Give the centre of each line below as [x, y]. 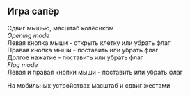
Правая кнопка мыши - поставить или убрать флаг [83, 50]
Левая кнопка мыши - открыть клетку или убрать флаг [89, 42]
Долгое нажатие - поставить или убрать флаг [76, 57]
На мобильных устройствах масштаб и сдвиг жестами [89, 85]
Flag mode [23, 64]
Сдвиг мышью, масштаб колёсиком [61, 28]
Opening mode [29, 35]
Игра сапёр [33, 11]
